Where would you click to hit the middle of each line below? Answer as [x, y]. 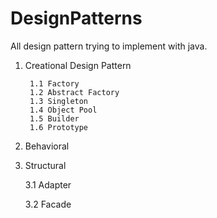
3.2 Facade [48, 204]
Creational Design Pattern [78, 65]
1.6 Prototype [59, 127]
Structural [45, 165]
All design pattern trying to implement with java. [109, 46]
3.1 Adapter [48, 184]
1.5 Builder [54, 118]
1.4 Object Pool [63, 110]
